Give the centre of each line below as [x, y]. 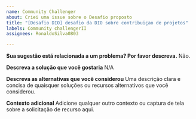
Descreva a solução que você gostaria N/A [60, 68]
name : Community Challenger [41, 12]
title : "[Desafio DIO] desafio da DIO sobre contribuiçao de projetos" [97, 23]
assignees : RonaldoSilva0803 [42, 34]
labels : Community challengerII [46, 28]
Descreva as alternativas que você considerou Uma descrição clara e [94, 79]
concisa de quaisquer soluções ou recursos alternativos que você [87, 85]
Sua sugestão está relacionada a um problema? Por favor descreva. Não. [98, 56]
